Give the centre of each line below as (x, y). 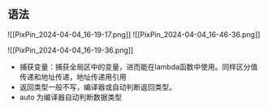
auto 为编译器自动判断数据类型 (71, 97)
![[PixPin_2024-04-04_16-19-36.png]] (71, 50)
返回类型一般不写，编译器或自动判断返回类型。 (97, 86)
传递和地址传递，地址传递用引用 (73, 77)
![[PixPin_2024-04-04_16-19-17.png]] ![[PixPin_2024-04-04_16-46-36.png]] (134, 34)
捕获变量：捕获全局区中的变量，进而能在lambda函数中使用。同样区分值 (138, 66)
